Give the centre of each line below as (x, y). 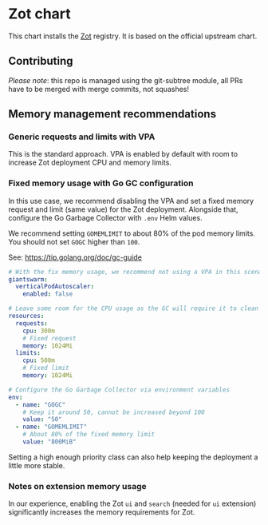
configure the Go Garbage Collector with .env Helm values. (105, 217)
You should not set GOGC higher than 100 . (74, 241)
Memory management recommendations (112, 114)
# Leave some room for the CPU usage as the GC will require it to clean (134, 308)
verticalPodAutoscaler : (55, 287)
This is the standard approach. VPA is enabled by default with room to (123, 154)
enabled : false (48, 294)
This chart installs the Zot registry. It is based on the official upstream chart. (133, 36)
